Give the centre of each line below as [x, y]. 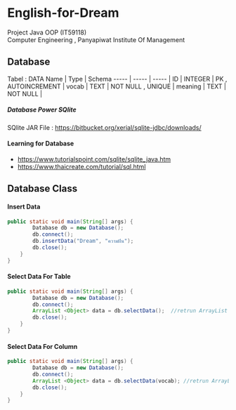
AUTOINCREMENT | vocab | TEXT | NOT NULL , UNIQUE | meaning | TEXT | [117, 86]
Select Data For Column [42, 346]
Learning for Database [41, 144]
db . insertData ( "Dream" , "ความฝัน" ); [83, 241]
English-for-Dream [63, 13]
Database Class [42, 189]
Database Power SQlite [42, 110]
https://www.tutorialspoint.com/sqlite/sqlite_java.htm [94, 159]
